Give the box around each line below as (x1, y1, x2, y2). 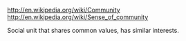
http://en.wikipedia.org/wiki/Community (7, 6, 120, 14)
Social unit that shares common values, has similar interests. (7, 27, 180, 34)
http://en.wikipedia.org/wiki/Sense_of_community (7, 13, 149, 21)
